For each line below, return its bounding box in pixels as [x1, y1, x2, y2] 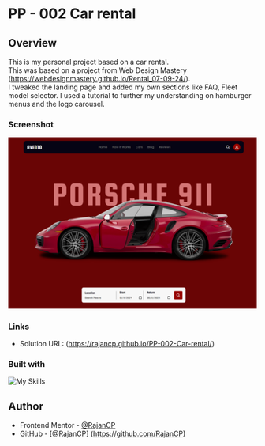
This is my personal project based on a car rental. [8, 57, 170, 66]
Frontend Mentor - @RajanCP [19, 421, 116, 430]
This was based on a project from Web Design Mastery [8, 66, 188, 75]
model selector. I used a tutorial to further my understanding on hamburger [8, 91, 252, 100]
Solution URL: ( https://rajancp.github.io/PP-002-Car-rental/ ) [19, 339, 215, 349]
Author [8, 399, 43, 413]
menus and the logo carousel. [8, 100, 105, 108]
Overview [8, 36, 58, 50]
